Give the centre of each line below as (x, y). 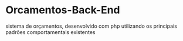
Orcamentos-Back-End (63, 10)
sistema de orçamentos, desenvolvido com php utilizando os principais (91, 26)
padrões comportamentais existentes (50, 32)
